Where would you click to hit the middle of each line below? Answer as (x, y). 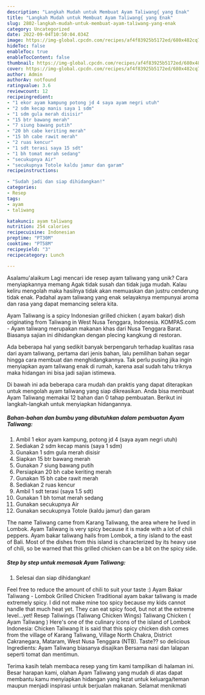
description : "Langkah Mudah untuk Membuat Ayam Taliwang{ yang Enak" (98, 12)
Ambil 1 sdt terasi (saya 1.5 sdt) (54, 491)
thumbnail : (21, 63)
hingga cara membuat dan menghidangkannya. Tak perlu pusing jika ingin (99, 360)
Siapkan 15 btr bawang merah (53, 459)
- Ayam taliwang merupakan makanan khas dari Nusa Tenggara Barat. (95, 328)
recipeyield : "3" (29, 249)
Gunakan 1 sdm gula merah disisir (58, 452)
